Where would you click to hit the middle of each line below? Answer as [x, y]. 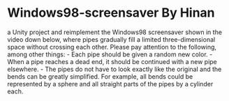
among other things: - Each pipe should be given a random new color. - [110, 54]
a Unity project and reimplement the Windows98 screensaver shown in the [114, 32]
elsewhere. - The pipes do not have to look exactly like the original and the [114, 69]
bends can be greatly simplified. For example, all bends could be [100, 76]
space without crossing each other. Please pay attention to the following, [112, 47]
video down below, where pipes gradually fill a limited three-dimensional [111, 39]
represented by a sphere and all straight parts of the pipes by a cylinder [110, 84]
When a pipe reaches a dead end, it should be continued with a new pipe [112, 61]
